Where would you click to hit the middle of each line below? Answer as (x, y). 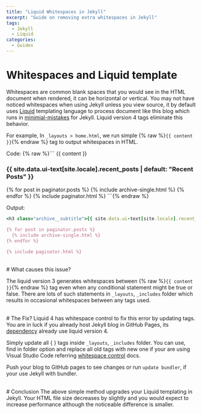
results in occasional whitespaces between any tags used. (78, 300)
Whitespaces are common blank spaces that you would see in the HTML (96, 91)
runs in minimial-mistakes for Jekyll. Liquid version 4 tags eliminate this (95, 117)
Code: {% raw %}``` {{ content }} (47, 153)
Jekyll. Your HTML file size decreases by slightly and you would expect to (98, 398)
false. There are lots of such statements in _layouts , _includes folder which (100, 294)
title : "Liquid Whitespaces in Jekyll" (56, 12)
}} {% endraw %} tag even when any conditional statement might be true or (99, 288)
